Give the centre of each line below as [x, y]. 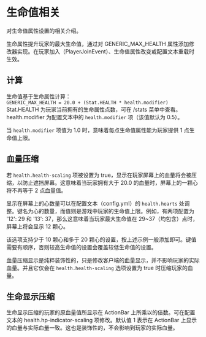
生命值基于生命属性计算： [39, 96]
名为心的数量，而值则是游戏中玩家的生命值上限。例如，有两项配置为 [108, 211]
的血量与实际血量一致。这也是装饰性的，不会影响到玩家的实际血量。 [92, 328]
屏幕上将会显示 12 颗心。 [38, 226]
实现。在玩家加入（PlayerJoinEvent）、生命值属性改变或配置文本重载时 [106, 51]
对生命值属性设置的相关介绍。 [44, 31]
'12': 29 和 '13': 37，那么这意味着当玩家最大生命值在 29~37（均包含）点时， [102, 219]
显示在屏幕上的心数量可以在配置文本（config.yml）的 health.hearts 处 [96, 203]
